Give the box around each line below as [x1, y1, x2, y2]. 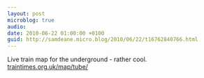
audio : [7, 23, 27, 30]
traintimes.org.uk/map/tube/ [7, 63, 89, 71]
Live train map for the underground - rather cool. [7, 55, 147, 63]
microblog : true [7, 17, 54, 24]
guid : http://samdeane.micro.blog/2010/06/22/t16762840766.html [7, 36, 198, 43]
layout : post [7, 10, 45, 17]
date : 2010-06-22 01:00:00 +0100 [7, 29, 105, 37]
